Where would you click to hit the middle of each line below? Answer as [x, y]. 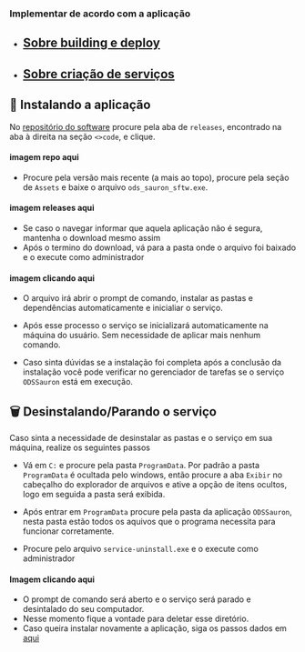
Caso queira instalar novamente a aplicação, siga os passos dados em [154, 628]
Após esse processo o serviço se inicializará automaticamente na [145, 326]
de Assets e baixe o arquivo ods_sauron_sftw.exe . [115, 187]
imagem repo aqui [44, 157]
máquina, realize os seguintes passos [80, 447]
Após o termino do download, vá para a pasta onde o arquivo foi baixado [159, 247]
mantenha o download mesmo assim [91, 237]
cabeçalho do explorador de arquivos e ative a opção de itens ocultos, [155, 484]
